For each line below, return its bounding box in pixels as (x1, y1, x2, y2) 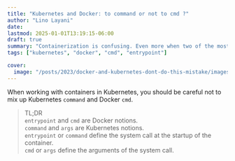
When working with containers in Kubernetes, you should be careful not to (7, 87, 222, 96)
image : (13, 68, 33, 76)
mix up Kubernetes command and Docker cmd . (7, 95, 134, 104)
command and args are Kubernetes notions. (24, 123, 145, 132)
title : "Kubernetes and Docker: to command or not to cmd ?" (7, 10, 190, 17)
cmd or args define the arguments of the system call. (24, 146, 175, 154)
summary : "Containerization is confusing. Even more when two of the (7, 43, 215, 50)
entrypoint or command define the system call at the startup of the (24, 131, 212, 139)
